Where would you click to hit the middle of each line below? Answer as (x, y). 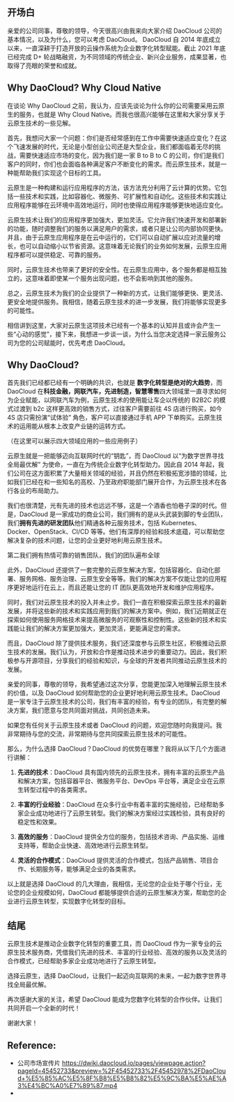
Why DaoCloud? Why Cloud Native (84, 88)
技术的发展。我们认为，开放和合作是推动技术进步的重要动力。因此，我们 (117, 652)
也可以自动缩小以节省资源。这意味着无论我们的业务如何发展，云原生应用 (123, 246)
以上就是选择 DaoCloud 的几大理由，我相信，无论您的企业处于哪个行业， (112, 884)
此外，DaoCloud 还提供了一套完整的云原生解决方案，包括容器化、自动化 (111, 570)
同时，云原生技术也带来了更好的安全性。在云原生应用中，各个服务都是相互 (114, 269)
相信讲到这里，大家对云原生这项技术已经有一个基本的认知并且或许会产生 (111, 325)
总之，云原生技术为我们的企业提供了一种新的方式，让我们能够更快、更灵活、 (117, 293)
